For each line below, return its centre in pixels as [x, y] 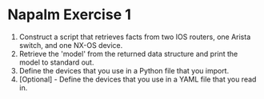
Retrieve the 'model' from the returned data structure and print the [128, 53]
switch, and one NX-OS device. [71, 45]
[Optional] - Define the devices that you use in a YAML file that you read [138, 79]
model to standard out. [56, 62]
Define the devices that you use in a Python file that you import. [124, 70]
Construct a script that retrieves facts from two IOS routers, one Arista [135, 37]
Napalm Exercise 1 [69, 15]
